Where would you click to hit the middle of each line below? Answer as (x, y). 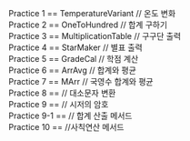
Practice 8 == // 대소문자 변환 (62, 93)
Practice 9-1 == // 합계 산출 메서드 (70, 116)
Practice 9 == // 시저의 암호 (59, 104)
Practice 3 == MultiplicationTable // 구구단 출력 (95, 36)
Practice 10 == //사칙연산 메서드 (66, 127)
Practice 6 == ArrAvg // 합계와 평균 (73, 70)
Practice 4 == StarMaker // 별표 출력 (75, 47)
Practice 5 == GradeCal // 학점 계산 (74, 59)
